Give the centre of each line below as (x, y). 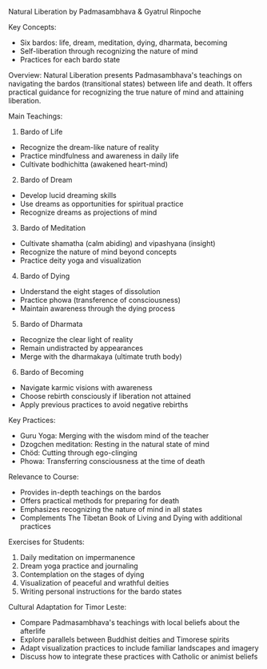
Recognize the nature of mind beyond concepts (98, 252)
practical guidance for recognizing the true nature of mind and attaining (126, 92)
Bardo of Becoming (52, 372)
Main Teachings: (36, 116)
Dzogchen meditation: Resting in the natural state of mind (115, 444)
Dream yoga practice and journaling (79, 566)
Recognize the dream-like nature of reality (90, 147)
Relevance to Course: (44, 477)
